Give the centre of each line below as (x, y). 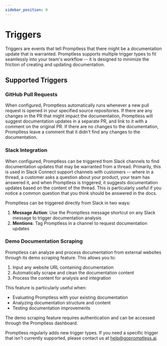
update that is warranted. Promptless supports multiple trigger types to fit (81, 54)
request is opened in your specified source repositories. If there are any (79, 111)
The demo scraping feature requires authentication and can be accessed (80, 317)
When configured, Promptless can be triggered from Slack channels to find (82, 161)
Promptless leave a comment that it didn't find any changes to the (73, 132)
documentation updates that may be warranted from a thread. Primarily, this (83, 166)
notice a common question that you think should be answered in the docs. (81, 193)
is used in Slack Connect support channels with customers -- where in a (79, 172)
